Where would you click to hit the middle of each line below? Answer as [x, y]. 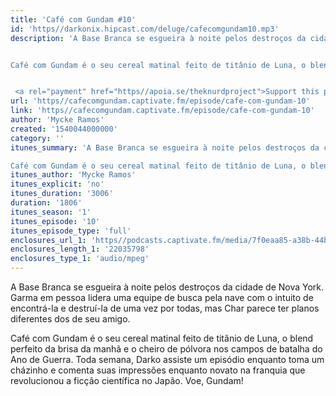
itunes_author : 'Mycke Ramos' [73, 175]
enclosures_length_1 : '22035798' [80, 249]
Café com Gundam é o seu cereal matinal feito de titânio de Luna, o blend [162, 338]
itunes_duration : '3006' [62, 194]
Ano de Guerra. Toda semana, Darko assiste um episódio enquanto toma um [167, 359]
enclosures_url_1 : [48, 240]
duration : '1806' [46, 203]
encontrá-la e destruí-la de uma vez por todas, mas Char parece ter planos [165, 308]
